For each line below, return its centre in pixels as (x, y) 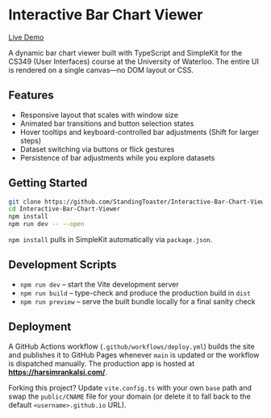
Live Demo (26, 37)
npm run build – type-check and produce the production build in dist (135, 293)
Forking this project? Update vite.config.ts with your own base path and (130, 387)
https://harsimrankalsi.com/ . (58, 372)
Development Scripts (63, 265)
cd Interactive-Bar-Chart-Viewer (65, 209)
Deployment (40, 327)
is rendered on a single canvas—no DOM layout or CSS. (101, 69)
